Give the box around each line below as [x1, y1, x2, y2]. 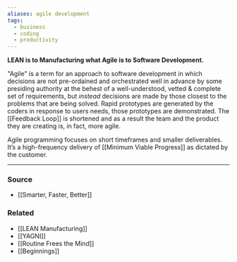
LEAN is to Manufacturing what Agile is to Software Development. [7, 56, 205, 64]
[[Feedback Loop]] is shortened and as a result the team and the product [7, 114, 219, 123]
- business [13, 23, 46, 30]
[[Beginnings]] [17, 247, 60, 255]
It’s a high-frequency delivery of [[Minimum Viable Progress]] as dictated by [7, 143, 229, 151]
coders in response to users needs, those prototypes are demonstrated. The [7, 107, 230, 116]
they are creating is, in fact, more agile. [7, 122, 121, 130]
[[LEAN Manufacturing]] [17, 224, 88, 232]
